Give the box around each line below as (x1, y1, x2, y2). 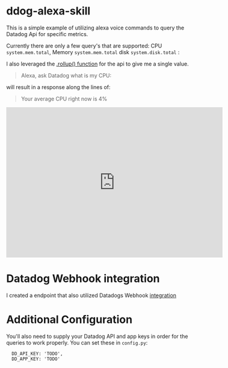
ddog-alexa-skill (6, 4, 91, 18)
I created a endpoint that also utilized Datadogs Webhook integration (6, 292, 176, 299)
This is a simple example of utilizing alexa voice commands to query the (6, 24, 185, 31)
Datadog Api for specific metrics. (6, 30, 88, 37)
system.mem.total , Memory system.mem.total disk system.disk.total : (6, 48, 180, 55)
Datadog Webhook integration (6, 272, 160, 286)
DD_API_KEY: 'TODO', (11, 351, 63, 357)
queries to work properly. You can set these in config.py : (6, 339, 148, 346)
